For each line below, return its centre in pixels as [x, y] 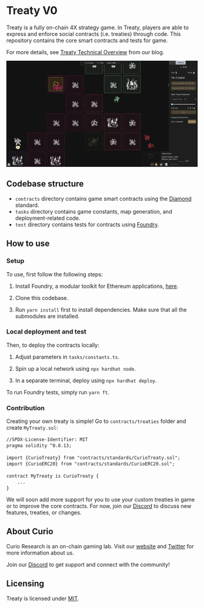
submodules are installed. [47, 316]
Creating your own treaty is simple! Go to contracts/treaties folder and [96, 421]
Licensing [25, 584]
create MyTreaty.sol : [32, 428]
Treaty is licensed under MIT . [43, 598]
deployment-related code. [48, 218]
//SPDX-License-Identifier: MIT [47, 440]
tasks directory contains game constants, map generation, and [93, 211]
